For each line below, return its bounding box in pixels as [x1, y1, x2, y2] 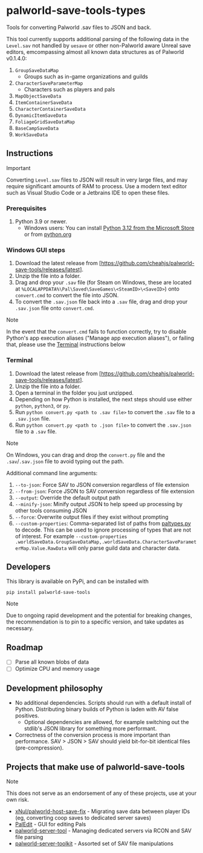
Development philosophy [6, 683, 103, 693]
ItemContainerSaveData [14, 99, 72, 106]
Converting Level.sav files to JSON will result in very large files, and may [6, 176, 188, 183]
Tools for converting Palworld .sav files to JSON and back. [6, 24, 152, 31]
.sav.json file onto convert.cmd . [14, 305, 95, 312]
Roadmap [6, 642, 43, 653]
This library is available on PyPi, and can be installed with [6, 578, 149, 585]
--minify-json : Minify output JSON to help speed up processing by [14, 500, 183, 507]
